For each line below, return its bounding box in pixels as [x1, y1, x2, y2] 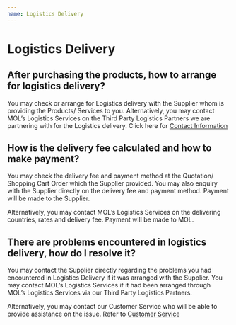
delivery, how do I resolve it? [7, 247, 136, 259]
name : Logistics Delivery [7, 10, 83, 18]
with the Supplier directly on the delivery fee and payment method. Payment [7, 187, 230, 195]
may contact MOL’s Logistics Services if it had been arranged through [7, 281, 211, 290]
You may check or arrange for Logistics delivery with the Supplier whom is [7, 98, 225, 107]
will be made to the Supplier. [7, 194, 90, 203]
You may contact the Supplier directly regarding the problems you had [7, 266, 212, 275]
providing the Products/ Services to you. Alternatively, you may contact [7, 106, 215, 115]
